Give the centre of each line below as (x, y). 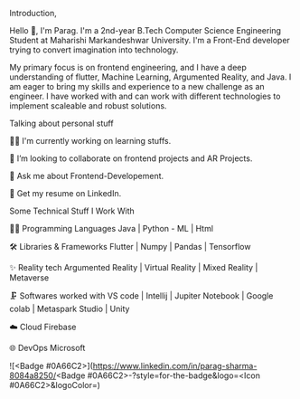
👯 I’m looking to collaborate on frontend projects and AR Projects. (131, 158)
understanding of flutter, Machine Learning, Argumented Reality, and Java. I (150, 77)
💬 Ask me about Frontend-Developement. (87, 176)
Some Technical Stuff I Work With (72, 211)
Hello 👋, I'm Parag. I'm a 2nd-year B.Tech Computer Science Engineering (145, 30)
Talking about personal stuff (62, 123)
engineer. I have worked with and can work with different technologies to (145, 96)
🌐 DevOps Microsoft (47, 348)
